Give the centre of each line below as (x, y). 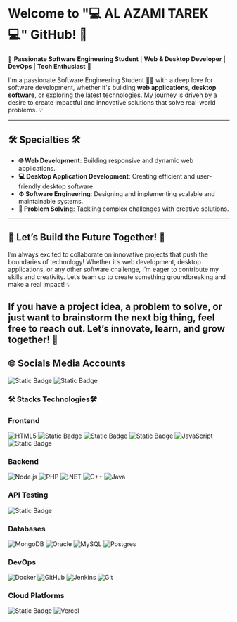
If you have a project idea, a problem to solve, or (115, 306)
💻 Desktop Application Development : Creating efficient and (107, 176)
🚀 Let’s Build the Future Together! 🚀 (87, 237)
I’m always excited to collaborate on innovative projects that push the (108, 254)
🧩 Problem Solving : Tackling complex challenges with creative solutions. (123, 209)
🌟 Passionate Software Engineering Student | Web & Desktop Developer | (117, 59)
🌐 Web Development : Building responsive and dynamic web (106, 160)
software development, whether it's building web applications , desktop (112, 87)
